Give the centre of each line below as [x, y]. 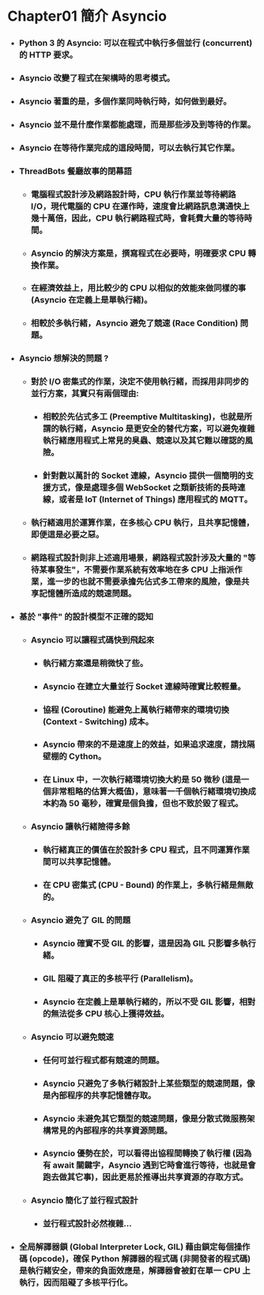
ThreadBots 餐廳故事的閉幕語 [75, 171]
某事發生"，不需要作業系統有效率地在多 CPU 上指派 [136, 569]
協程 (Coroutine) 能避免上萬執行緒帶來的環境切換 [136, 710]
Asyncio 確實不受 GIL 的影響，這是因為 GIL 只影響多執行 [149, 943]
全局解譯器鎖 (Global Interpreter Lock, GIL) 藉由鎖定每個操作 [134, 1247]
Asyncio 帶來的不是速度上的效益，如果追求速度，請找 [145, 745]
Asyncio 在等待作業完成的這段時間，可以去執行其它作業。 [129, 147]
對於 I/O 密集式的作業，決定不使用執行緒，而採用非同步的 [140, 382]
